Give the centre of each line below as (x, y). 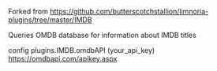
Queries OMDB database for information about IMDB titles (103, 35)
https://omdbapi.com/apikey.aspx (63, 59)
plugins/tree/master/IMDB (50, 20)
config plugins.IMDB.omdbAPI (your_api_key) (82, 50)
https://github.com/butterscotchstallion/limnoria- (129, 11)
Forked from (28, 11)
